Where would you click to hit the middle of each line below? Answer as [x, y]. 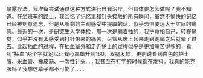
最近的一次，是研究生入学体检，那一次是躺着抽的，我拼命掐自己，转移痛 [107, 31]
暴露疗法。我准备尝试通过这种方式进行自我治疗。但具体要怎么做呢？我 [94, 9]
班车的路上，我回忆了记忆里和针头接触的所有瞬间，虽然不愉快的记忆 [112, 16]
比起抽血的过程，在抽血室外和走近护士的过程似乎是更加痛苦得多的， [101, 46]
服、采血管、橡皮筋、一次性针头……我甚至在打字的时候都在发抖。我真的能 [98, 61]
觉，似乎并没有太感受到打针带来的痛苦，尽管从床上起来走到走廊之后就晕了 [99, 39]
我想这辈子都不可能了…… [53, 69]
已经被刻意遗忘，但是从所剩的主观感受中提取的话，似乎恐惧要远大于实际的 [99, 24]
